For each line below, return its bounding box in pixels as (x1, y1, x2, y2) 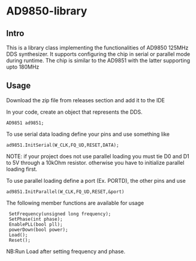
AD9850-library (6, 4, 88, 18)
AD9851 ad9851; (6, 120, 44, 126)
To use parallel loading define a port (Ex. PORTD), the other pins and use (6, 177, 186, 184)
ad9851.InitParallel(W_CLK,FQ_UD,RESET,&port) (6, 188, 125, 195)
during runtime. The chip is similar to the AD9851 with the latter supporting (6, 57, 191, 64)
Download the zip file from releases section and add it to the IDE (6, 96, 165, 103)
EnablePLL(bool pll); (8, 221, 63, 227)
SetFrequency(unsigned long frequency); (8, 210, 111, 217)
